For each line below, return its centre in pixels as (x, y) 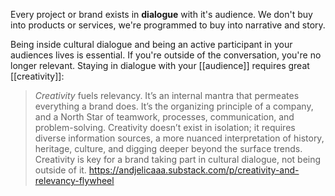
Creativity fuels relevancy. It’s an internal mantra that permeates (167, 95)
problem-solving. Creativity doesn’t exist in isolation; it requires (165, 127)
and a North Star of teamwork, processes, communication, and (164, 117)
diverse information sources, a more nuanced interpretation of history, (179, 138)
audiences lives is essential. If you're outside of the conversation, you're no (166, 55)
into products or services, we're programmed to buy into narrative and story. (168, 25)
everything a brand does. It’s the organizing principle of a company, (174, 106)
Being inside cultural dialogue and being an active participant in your (151, 44)
